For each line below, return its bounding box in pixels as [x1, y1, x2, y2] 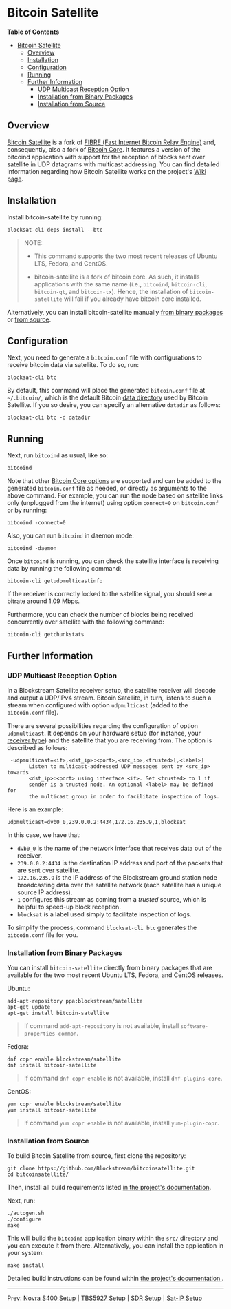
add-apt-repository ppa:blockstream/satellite [7, 998, 143, 1005]
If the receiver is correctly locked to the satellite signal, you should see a [7, 590, 212, 598]
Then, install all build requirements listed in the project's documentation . [7, 1183, 212, 1192]
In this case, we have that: [7, 830, 81, 839]
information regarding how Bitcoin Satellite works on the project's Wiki [7, 167, 207, 175]
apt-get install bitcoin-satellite [7, 1010, 109, 1017]
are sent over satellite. [16, 866, 80, 874]
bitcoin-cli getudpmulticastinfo [7, 578, 103, 584]
